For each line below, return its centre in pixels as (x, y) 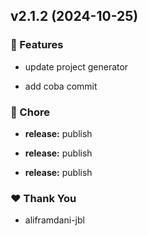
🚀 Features (37, 45)
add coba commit (61, 86)
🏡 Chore (30, 112)
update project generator (76, 66)
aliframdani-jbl (54, 220)
